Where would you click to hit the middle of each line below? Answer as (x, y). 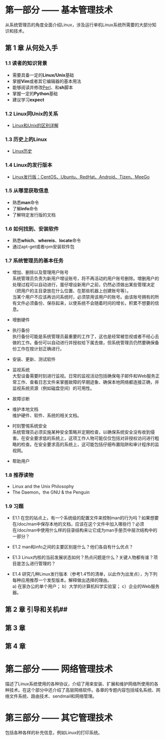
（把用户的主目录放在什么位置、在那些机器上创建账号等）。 (72, 291)
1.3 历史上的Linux (26, 139)
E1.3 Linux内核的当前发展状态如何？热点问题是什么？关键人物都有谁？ (83, 557)
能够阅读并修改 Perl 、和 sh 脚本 (43, 87)
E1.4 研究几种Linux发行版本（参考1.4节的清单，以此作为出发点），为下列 (85, 574)
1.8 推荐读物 (19, 475)
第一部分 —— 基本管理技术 (59, 10)
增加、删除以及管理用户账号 (40, 273)
